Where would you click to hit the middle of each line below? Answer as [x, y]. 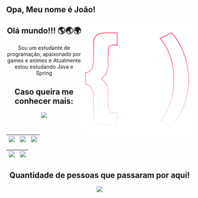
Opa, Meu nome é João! [51, 10]
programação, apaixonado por [44, 54]
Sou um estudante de [44, 48]
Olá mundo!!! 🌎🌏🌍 [44, 31]
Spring [44, 73]
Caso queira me [44, 92]
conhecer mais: [44, 101]
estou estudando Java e [44, 67]
